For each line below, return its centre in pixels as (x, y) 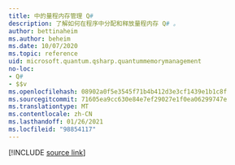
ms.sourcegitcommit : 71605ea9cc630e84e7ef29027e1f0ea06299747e (118, 99)
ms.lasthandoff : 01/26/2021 (56, 122)
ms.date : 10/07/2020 (44, 46)
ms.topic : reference (44, 54)
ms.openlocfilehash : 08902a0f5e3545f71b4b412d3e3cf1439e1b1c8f (118, 91)
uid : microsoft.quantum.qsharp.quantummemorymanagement (105, 62)
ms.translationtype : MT (49, 106)
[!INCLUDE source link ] (47, 152)
